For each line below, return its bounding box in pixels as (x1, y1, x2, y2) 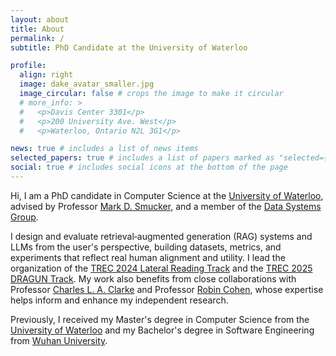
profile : (10, 61, 47, 71)
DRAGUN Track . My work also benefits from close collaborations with (10, 272, 297, 285)
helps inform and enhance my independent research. (10, 294, 229, 306)
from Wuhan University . (10, 334, 108, 346)
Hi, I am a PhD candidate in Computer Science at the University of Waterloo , (10, 189, 324, 201)
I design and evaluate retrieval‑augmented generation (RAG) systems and (10, 230, 313, 242)
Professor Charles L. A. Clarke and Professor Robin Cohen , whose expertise (10, 283, 324, 295)
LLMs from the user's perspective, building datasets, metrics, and (10, 241, 282, 253)
